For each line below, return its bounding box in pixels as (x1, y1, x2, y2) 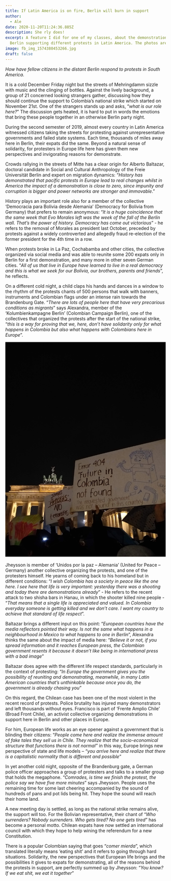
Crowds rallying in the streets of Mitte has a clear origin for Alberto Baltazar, (5, 161, 164, 167)
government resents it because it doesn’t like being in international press (5, 647, 159, 654)
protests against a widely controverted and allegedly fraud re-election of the (5, 230, 165, 237)
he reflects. (5, 273, 30, 279)
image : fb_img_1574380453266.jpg (5, 46, 76, 51)
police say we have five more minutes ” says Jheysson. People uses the (5, 779, 155, 785)
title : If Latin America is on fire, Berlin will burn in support (5, 8, 149, 13)
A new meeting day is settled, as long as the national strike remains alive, (5, 805, 159, 812)
